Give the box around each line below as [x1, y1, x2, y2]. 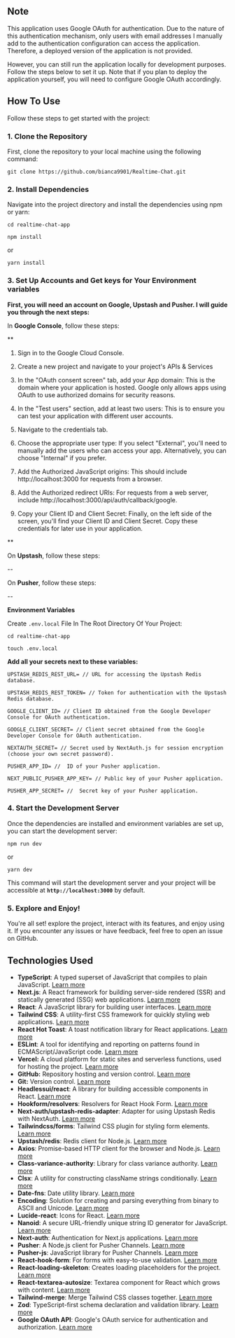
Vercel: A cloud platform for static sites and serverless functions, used [17, 1054, 222, 1063]
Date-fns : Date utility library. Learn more [17, 1189, 135, 1197]
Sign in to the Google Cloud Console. [17, 348, 124, 357]
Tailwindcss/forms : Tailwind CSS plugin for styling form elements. [17, 1122, 210, 1130]
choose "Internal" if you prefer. [17, 453, 107, 462]
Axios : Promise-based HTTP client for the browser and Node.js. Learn [17, 1144, 220, 1152]
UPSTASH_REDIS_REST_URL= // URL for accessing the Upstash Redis [7, 670, 201, 678]
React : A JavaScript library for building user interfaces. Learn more [17, 1002, 211, 1011]
